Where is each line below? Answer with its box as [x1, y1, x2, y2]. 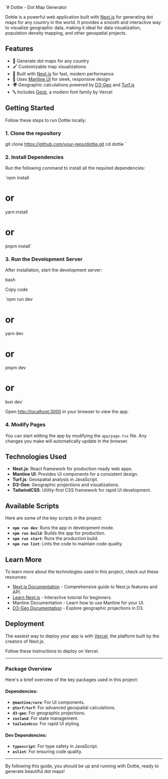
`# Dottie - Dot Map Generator [5, 5, 67, 10]
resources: [5, 574, 27, 580]
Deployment [5, 620, 44, 628]
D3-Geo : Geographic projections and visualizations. [12, 482, 120, 488]
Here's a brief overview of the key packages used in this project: [5, 677, 138, 683]
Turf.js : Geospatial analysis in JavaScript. [12, 477, 98, 483]
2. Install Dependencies [5, 153, 64, 160]
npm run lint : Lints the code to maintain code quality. [12, 541, 123, 547]
